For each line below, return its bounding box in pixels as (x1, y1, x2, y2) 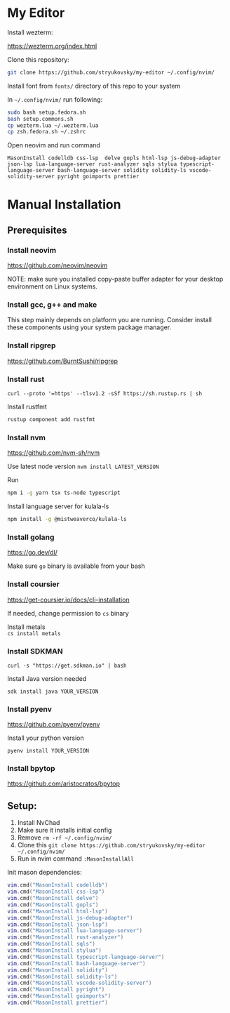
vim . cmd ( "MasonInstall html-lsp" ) (7, 908, 109, 915)
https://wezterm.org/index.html (7, 41, 97, 50)
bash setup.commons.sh (7, 115, 74, 122)
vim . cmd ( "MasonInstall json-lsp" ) (7, 921, 109, 928)
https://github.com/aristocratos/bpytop (7, 779, 121, 788)
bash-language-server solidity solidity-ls (57, 167, 187, 174)
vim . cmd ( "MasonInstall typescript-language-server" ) (7, 953, 165, 960)
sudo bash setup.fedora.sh (7, 109, 86, 116)
